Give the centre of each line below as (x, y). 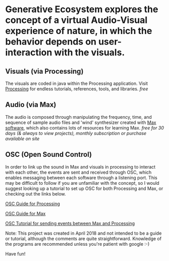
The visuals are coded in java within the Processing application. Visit (77, 83)
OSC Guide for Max (26, 213)
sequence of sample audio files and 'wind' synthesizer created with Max (81, 122)
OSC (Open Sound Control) (49, 155)
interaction (29, 53)
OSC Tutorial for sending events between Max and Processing (70, 223)
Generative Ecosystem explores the (82, 9)
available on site (22, 139)
